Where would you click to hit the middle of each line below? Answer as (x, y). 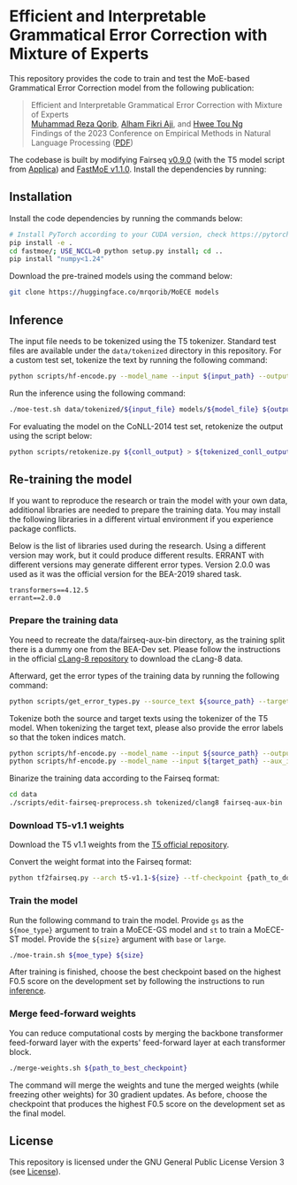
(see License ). (35, 1172)
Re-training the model (71, 479)
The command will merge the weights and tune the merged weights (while (144, 1085)
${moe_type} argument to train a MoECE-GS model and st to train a (131, 929)
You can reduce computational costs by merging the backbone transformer (146, 1033)
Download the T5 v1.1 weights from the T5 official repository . (119, 845)
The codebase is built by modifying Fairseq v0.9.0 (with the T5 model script (147, 159)
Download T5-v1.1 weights (67, 825)
